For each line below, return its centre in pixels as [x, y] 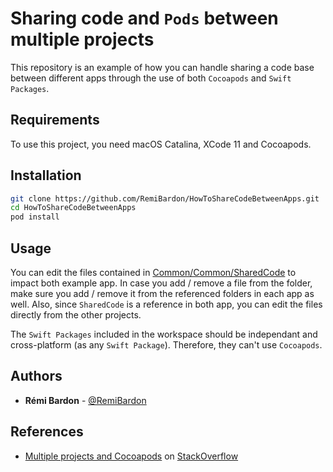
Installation [46, 175]
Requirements [55, 120]
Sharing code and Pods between [144, 18]
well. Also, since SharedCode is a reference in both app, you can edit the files [166, 304]
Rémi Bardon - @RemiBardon [85, 400]
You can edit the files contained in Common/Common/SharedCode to [153, 272]
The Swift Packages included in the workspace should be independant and [164, 334]
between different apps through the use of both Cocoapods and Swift [151, 78]
